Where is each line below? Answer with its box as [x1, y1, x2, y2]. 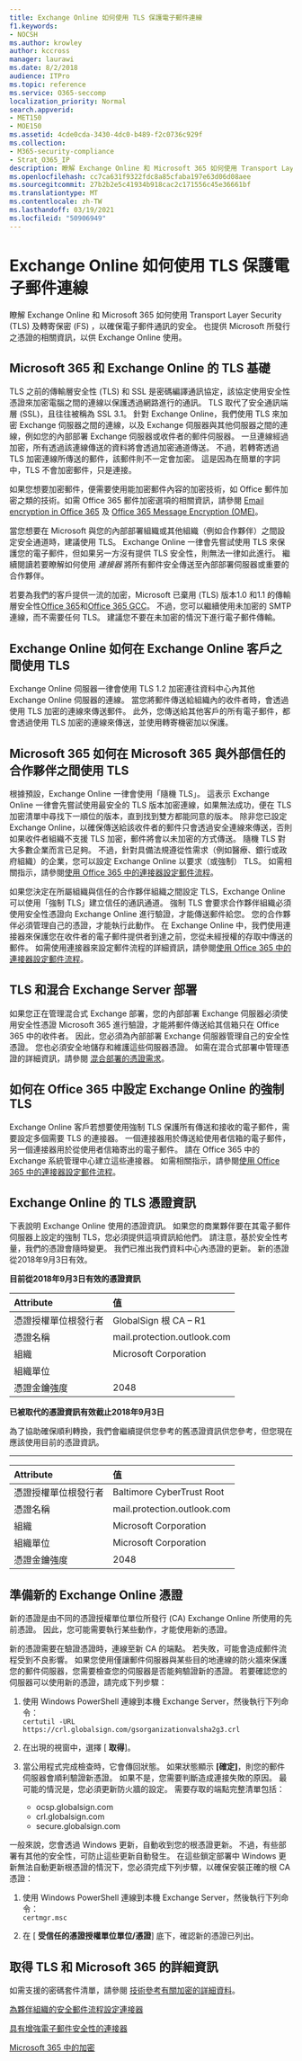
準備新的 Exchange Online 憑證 [9, 1587, 183, 1602]
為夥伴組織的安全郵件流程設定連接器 [9, 2004, 144, 2015]
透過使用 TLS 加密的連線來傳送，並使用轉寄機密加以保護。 [16, 717, 234, 728]
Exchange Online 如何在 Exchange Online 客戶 [9, 640, 271, 656]
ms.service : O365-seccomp [9, 88, 106, 97]
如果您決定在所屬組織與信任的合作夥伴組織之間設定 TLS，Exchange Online [9, 887, 286, 897]
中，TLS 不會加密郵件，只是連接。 [9, 465, 137, 476]
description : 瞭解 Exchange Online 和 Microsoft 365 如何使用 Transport [9, 164, 278, 173]
